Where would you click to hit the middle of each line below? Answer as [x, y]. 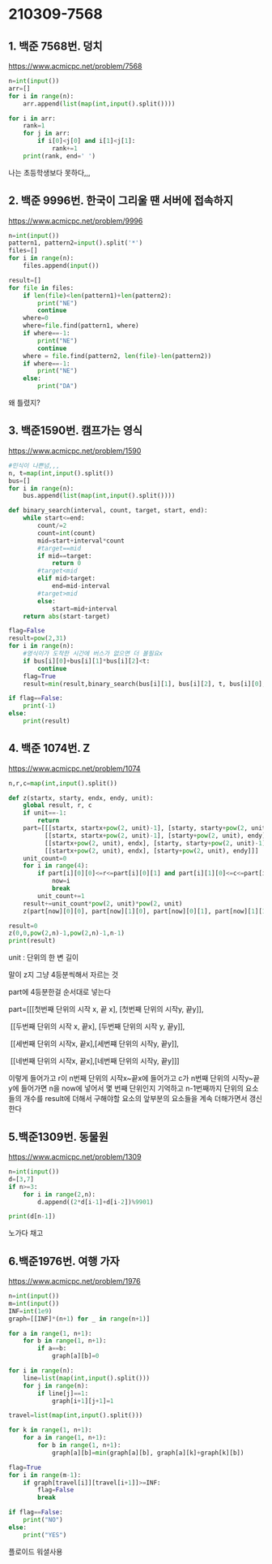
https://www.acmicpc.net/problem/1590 [75, 451]
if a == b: [52, 1349]
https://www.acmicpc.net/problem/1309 [75, 1157]
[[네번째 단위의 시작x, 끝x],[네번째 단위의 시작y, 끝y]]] [95, 1061]
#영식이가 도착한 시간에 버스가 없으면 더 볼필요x [93, 654]
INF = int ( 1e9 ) [30, 1311]
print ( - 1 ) [40, 706]
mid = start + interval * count [81, 541]
